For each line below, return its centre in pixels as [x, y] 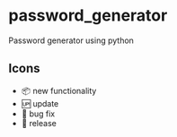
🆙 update [40, 103]
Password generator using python [71, 40]
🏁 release [39, 123]
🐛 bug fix [38, 114]
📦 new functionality [59, 90]
